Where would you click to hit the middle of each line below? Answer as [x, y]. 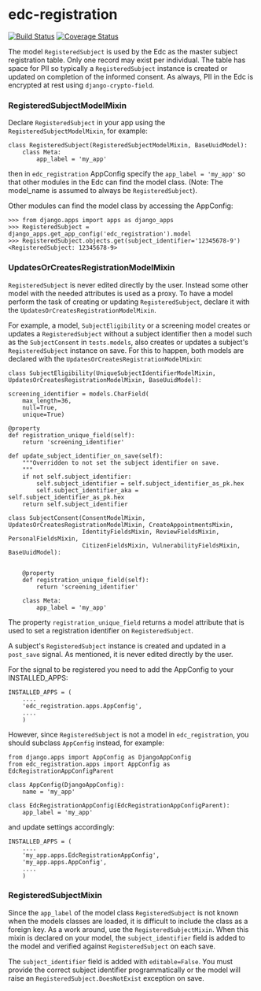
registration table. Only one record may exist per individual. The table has [127, 60]
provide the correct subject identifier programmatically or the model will [125, 970]
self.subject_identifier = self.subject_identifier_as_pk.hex [140, 483]
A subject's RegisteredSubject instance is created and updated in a [117, 646]
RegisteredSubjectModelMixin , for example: [78, 131]
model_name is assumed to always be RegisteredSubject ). [103, 191]
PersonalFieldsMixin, [44, 538]
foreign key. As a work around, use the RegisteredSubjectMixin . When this [129, 929]
